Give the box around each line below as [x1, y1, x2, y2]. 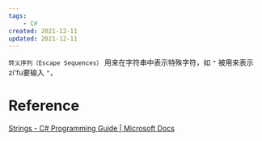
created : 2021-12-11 [8, 27, 78, 35]
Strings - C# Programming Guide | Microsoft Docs [8, 123, 175, 134]
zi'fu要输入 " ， [8, 68, 57, 78]
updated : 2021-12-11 [8, 34, 78, 43]
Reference [8, 96, 79, 115]
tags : [8, 11, 27, 20]
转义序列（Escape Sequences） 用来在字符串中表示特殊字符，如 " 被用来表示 [8, 58, 254, 67]
